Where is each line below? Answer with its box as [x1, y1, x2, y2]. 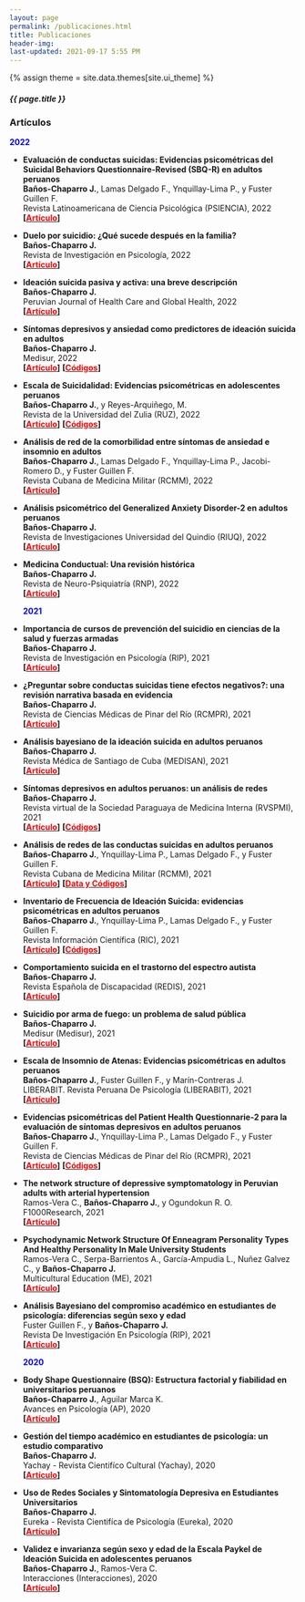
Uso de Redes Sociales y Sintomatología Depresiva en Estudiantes [22, 1487, 280, 1498]
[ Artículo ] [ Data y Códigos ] [22, 878, 127, 889]
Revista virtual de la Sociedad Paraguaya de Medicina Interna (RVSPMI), [22, 802, 294, 813]
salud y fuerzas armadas [22, 633, 119, 644]
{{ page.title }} [9, 93, 66, 104]
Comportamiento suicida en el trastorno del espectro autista [22, 962, 257, 973]
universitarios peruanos [22, 1384, 117, 1395]
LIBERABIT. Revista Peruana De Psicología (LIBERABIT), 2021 [22, 1084, 252, 1095]
